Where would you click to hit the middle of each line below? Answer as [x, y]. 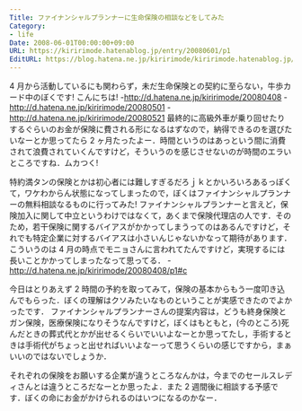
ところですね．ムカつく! [54, 163]
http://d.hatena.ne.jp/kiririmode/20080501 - [90, 107]
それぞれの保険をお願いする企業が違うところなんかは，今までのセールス [143, 375]
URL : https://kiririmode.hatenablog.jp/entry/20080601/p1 [120, 51]
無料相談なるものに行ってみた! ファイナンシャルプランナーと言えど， [153, 204]
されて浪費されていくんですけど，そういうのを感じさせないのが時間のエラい [151, 152]
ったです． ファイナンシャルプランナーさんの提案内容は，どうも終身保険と [148, 311]
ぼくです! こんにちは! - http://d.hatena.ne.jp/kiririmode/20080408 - [164, 97]
